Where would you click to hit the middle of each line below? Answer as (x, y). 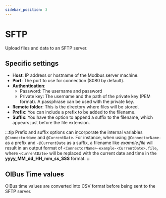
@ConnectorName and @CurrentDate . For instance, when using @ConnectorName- (83, 138)
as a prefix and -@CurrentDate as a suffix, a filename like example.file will (79, 143)
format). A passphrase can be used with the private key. (77, 101)
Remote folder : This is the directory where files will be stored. (76, 107)
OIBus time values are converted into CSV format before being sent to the (80, 186)
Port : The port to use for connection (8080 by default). (68, 81)
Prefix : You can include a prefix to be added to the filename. (74, 112)
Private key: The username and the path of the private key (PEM (85, 97)
